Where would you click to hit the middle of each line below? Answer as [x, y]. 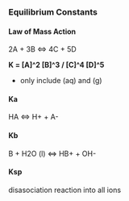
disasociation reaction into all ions [65, 190]
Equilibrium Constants [53, 12]
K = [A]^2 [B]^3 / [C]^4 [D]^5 [56, 65]
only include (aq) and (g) [61, 81]
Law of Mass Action [42, 31]
